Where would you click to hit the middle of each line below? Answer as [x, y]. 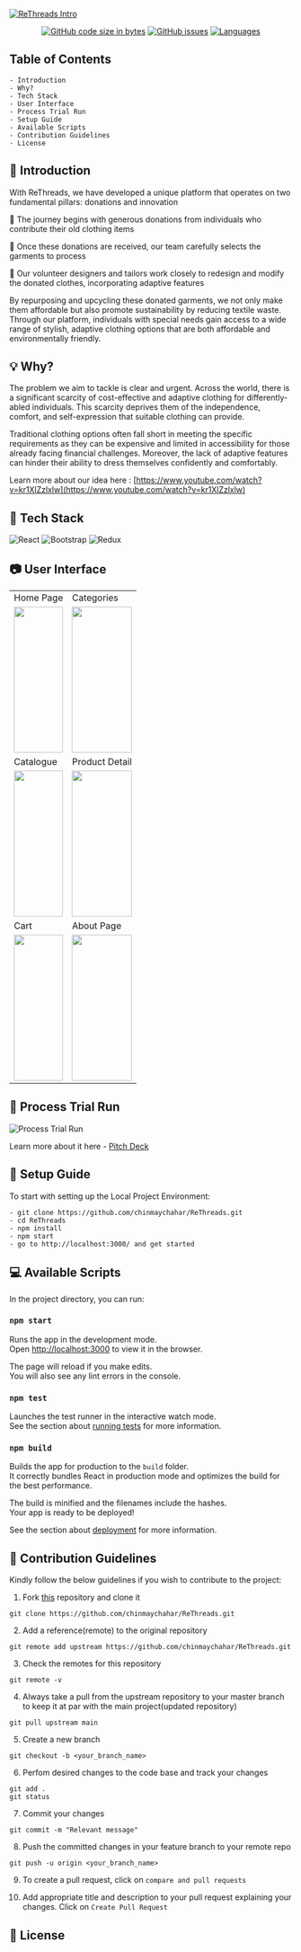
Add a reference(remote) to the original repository [115, 1630]
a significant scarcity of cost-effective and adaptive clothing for [127, 398]
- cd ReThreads [38, 1220]
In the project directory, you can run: [77, 1299]
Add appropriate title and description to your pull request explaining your [157, 1897]
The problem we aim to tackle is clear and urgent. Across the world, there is [150, 388]
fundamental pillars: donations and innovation [93, 201]
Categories [95, 598]
